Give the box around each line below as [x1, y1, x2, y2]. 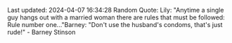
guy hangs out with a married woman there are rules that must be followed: [7, 13, 225, 21]
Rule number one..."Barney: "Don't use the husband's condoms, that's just [7, 21, 223, 28]
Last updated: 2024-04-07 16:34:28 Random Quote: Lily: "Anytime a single [7, 6, 224, 14]
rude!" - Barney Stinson [7, 28, 76, 36]
